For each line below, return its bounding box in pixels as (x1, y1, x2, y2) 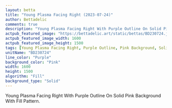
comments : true (5, 21, 38, 27)
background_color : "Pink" (5, 60, 60, 65)
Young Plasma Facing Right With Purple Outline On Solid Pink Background (5, 92, 161, 98)
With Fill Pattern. (5, 98, 40, 104)
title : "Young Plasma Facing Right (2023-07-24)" (5, 12, 114, 17)
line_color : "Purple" (5, 55, 52, 60)
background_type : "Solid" (5, 78, 60, 84)
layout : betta (5, 7, 36, 13)
